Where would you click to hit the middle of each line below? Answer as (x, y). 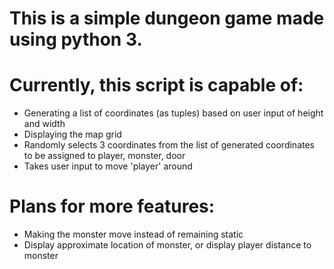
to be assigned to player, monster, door (104, 156)
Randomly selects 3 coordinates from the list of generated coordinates (169, 145)
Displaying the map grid (72, 134)
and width (44, 124)
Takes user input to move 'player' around (108, 166)
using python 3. (76, 39)
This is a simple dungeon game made (167, 18)
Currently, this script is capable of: (156, 85)
